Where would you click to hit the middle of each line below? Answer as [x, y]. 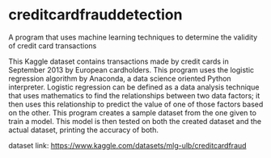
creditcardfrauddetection [95, 15]
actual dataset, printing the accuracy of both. [84, 130]
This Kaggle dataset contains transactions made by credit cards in [119, 61]
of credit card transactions [53, 45]
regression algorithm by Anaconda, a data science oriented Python [120, 78]
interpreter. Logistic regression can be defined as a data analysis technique [134, 87]
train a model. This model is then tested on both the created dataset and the [135, 121]
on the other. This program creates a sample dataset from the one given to [133, 112]
